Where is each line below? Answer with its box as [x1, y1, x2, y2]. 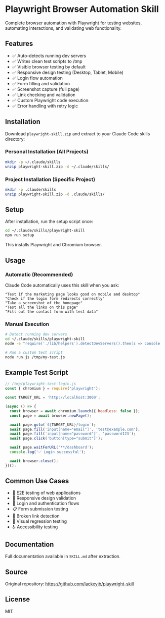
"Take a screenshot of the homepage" [5, 300, 83, 305]
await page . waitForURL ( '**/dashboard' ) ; [9, 445, 94, 450]
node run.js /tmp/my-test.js [5, 354, 65, 360]
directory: [5, 136, 25, 142]
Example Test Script [5, 368, 68, 377]
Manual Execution [5, 321, 49, 328]
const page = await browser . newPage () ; [9, 413, 92, 418]
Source [5, 567, 28, 576]
